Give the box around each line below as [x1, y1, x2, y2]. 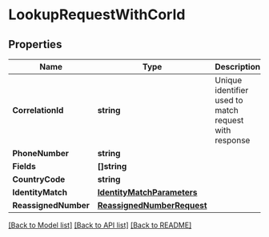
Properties [8, 38, 62, 51]
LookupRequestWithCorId [8, 6, 186, 24]
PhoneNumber [12, 148, 70, 159]
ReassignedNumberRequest [97, 200, 207, 211]
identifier [215, 85, 249, 95]
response [215, 135, 251, 146]
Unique [215, 74, 243, 86]
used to [215, 94, 243, 106]
